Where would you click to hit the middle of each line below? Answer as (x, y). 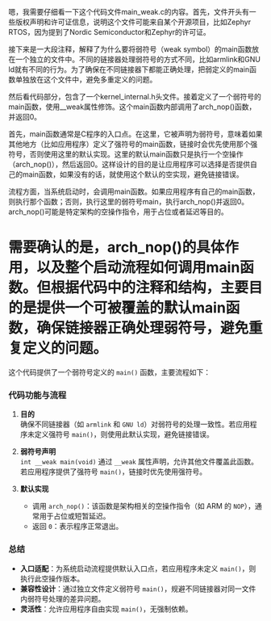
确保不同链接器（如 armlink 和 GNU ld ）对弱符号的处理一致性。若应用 (135, 424)
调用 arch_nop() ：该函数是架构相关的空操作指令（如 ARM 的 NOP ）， (144, 506)
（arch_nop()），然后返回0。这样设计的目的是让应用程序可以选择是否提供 (129, 164)
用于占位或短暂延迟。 (75, 516)
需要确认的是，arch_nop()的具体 (117, 248)
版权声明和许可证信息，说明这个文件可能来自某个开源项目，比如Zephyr (133, 22)
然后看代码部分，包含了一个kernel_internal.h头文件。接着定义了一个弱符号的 (135, 97)
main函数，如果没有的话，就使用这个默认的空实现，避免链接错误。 (133, 174)
